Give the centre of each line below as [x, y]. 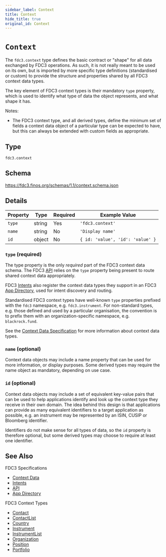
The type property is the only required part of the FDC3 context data [75, 265]
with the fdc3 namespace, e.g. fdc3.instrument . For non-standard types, [79, 305]
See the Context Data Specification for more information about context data [82, 331]
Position [21, 545]
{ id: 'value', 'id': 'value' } [118, 239]
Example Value [118, 215]
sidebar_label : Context [30, 10]
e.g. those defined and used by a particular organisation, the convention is [81, 310]
